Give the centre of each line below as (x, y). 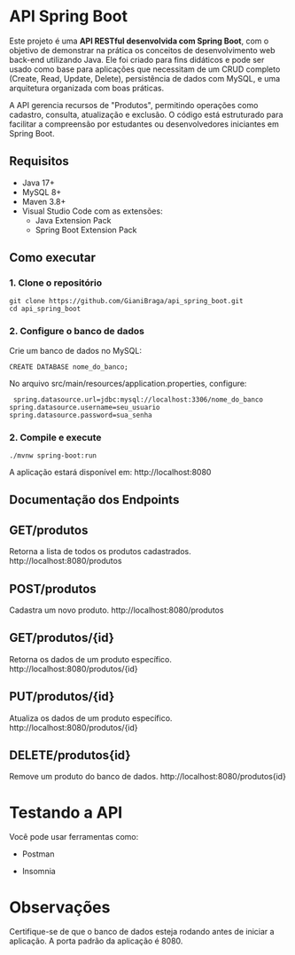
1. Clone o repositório (56, 283)
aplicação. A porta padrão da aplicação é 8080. (96, 941)
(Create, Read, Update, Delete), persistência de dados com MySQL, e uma (145, 78)
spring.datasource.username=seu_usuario (85, 407)
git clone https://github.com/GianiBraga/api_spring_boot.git (126, 301)
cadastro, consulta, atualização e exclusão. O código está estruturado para (146, 114)
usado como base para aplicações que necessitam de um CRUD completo (145, 69)
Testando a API (66, 812)
